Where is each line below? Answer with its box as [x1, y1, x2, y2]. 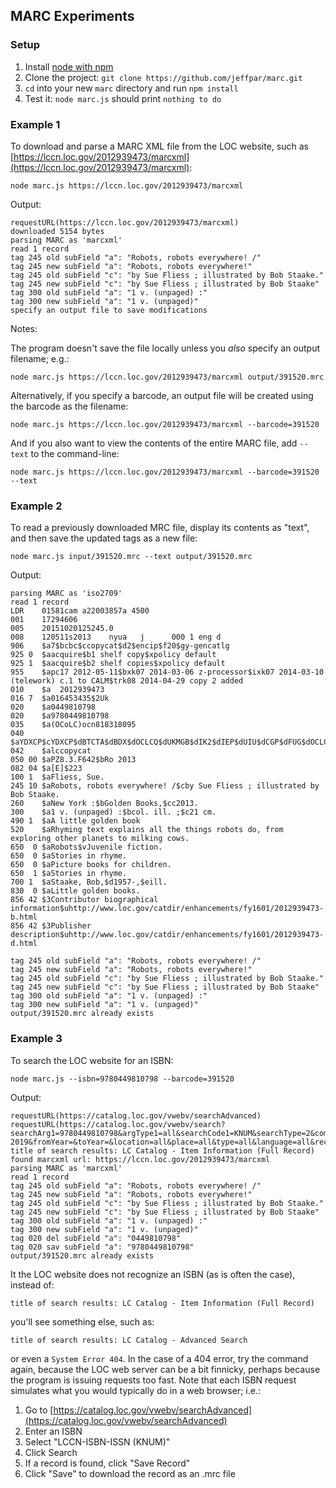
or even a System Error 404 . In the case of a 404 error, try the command [10, 1352, 309, 1364]
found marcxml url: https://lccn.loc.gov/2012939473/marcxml [10, 1154, 271, 1164]
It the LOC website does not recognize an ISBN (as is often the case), [10, 1268, 296, 1280]
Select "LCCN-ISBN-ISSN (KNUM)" [24, 1435, 171, 1448]
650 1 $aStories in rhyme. [10, 869, 128, 879]
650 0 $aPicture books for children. [10, 860, 172, 870]
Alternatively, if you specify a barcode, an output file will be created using [10, 389, 314, 401]
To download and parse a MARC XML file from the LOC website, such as [10, 140, 309, 152]
